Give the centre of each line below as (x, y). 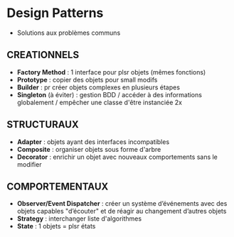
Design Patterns (55, 13)
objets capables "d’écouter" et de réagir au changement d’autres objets (122, 211)
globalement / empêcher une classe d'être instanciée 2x (100, 102)
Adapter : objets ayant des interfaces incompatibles (93, 142)
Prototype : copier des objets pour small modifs (87, 79)
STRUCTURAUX (43, 125)
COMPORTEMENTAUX (58, 186)
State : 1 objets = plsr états (56, 226)
